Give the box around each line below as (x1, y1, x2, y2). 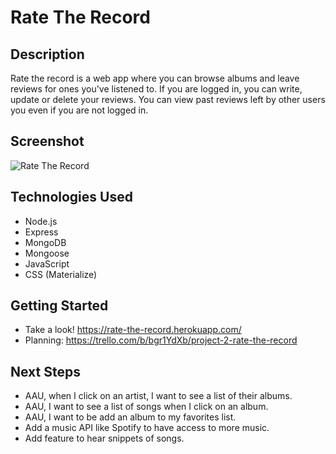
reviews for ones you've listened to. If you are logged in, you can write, (10, 83, 303, 95)
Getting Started (10, 297, 109, 315)
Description (10, 46, 85, 63)
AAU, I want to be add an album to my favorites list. (24, 411, 237, 423)
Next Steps (10, 363, 81, 380)
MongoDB (24, 236, 67, 248)
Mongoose (24, 247, 70, 259)
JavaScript (24, 257, 70, 270)
